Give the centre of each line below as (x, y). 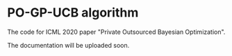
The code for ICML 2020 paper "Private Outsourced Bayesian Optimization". (116, 32)
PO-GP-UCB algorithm (73, 13)
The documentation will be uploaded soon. (68, 45)
